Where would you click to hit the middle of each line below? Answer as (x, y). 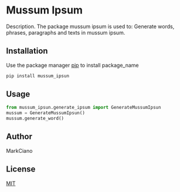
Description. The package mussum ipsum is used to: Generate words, (90, 26)
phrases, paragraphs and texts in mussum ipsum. (66, 32)
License (21, 169)
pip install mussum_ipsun (38, 76)
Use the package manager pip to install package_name (72, 65)
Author (19, 137)
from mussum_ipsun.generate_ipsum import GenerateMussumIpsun (84, 108)
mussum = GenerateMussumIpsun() (45, 113)
